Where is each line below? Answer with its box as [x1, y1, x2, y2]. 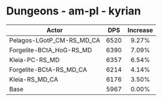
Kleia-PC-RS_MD [9, 55, 60, 64]
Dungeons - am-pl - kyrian [6, 4, 141, 18]
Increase [127, 26, 154, 34]
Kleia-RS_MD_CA [9, 75, 59, 84]
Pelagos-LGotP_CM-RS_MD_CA [9, 36, 101, 44]
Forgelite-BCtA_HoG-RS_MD [9, 46, 92, 54]
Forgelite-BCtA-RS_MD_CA [9, 65, 87, 73]
